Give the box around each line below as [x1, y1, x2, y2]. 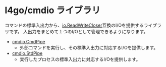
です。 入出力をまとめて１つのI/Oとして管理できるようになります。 [9, 28, 148, 34]
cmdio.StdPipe [12, 50, 43, 56]
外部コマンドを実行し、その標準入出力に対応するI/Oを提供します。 [19, 44, 158, 50]
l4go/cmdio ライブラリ [5, 5, 101, 16]
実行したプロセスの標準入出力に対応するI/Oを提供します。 [19, 56, 141, 62]
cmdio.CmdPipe [12, 38, 45, 44]
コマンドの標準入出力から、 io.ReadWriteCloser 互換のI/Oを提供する [5, 22, 144, 28]
